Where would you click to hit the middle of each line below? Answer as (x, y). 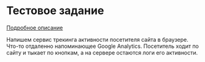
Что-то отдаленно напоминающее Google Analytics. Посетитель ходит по (103, 46)
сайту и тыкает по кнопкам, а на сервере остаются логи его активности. (102, 52)
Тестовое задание (55, 11)
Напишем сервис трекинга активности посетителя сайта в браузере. (98, 39)
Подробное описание (35, 28)
